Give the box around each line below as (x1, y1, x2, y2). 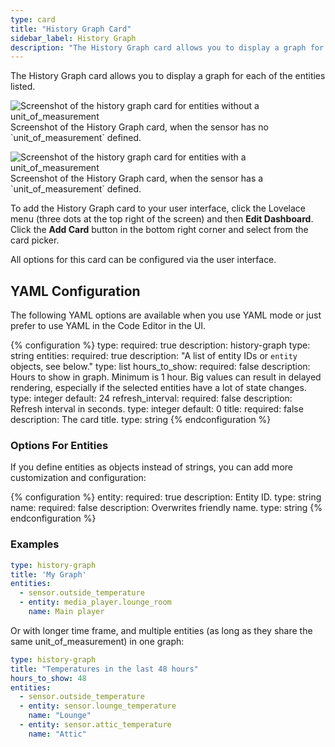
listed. (10, 81, 36, 93)
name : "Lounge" (28, 711, 92, 721)
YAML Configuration (10, 282, 141, 300)
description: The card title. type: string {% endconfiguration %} (10, 414, 272, 426)
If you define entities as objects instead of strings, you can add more (10, 461, 293, 473)
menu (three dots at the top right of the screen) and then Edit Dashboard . (10, 213, 314, 225)
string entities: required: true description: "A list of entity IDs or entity (10, 350, 298, 362)
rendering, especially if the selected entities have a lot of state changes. (10, 382, 307, 394)
